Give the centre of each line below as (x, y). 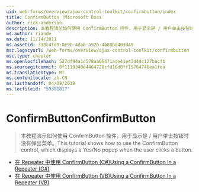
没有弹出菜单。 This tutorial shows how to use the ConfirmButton (99, 143)
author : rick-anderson (34, 23)
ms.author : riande (29, 34)
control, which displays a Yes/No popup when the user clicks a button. (107, 150)
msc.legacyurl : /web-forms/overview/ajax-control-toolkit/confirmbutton (98, 51)
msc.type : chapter (29, 56)
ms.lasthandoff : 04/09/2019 (41, 84)
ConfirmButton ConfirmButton (81, 119)
